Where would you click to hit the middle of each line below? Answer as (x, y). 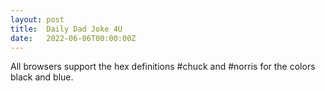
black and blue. (42, 77)
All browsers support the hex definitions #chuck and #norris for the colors (163, 67)
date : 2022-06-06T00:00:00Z (73, 38)
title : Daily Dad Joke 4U (66, 29)
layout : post (37, 19)
